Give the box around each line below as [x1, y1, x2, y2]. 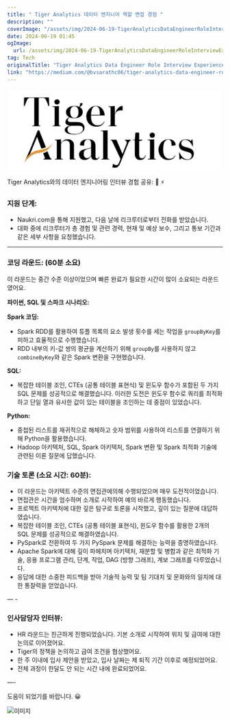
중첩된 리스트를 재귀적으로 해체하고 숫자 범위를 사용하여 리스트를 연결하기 [16, 426, 214, 434]
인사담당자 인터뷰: [7, 613, 63, 623]
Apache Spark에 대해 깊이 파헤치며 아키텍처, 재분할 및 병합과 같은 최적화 [16, 547, 212, 555]
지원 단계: [7, 199, 38, 208]
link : [7, 69, 23, 75]
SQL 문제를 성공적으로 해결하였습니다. [16, 530, 119, 538]
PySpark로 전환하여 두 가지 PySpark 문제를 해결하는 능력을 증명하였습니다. [16, 538, 218, 546]
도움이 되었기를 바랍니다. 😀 [7, 692, 81, 700]
